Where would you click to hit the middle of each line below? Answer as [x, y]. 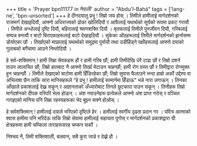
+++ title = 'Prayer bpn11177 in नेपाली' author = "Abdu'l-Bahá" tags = [87, 9]
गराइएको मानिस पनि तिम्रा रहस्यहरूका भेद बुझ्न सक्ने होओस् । [63, 100]
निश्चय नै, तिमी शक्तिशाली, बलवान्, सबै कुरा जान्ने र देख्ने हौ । [62, 137]
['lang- [177, 9]
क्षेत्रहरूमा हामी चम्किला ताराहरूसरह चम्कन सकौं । [52, 125]
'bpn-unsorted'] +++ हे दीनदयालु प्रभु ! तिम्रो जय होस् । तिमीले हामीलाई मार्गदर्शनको [97, 16]
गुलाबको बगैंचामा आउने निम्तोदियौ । [39, 49]
